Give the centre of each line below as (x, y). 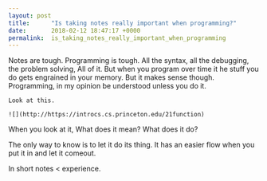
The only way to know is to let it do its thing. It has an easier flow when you (132, 145)
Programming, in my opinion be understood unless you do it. (108, 86)
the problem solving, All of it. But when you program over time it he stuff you (133, 69)
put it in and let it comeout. (52, 153)
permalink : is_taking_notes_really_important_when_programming (117, 38)
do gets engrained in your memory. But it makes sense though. (112, 77)
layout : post (30, 16)
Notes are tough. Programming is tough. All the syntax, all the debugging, (129, 61)
